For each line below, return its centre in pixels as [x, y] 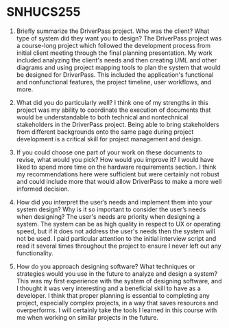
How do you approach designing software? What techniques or [106, 266]
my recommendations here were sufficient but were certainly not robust [118, 174]
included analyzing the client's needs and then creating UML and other [117, 60]
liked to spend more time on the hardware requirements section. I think [116, 167]
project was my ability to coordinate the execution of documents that [113, 110]
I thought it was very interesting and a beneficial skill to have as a [109, 288]
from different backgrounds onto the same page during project [105, 132]
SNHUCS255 [44, 12]
